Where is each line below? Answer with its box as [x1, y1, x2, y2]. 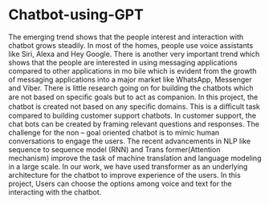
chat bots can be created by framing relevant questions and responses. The [8, 119, 259, 129]
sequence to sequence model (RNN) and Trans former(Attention [8, 144, 221, 154]
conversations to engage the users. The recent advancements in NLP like [8, 136, 251, 146]
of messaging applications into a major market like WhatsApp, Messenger [8, 74, 252, 84]
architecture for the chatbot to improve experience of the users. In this [8, 170, 241, 179]
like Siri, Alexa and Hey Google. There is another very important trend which [8, 49, 260, 58]
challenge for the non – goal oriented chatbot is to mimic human [8, 127, 220, 137]
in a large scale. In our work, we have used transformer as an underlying [8, 162, 248, 171]
